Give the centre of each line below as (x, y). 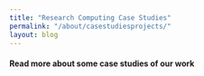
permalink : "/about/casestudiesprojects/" (90, 26)
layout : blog (34, 34)
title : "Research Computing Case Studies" (90, 18)
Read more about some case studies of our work (102, 63)
